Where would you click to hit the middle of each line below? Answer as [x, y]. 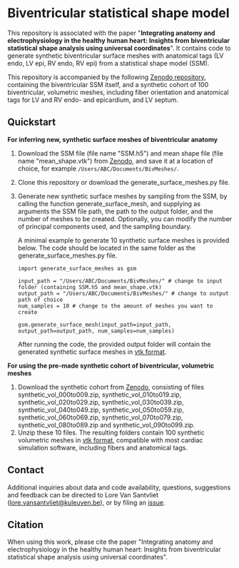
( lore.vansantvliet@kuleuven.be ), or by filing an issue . [86, 502]
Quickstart [32, 122]
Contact [26, 470]
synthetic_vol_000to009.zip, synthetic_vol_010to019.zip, [100, 395]
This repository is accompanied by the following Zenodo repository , [107, 77]
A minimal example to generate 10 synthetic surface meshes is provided [123, 240]
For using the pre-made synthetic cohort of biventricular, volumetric [111, 365]
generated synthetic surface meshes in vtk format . [92, 352]
